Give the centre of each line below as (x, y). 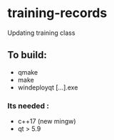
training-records (57, 13)
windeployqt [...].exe (48, 87)
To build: (27, 55)
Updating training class (41, 33)
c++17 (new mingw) (47, 122)
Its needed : (28, 106)
